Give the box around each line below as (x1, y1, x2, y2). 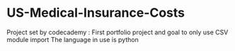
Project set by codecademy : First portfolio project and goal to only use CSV (6, 28, 229, 36)
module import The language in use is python (6, 35, 139, 43)
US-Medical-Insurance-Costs (6, 5, 185, 21)
